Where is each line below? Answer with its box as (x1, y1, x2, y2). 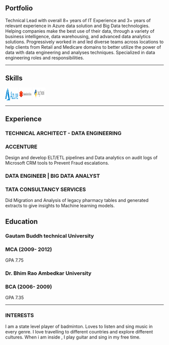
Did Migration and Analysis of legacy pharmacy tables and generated (5, 197, 149, 203)
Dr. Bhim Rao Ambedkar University (5, 270, 92, 277)
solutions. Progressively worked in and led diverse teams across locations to (5, 39, 164, 45)
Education (5, 217, 38, 225)
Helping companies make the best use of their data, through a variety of (5, 28, 155, 34)
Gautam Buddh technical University (5, 232, 94, 239)
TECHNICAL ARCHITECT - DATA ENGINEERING (5, 130, 122, 137)
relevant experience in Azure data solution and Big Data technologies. (5, 23, 150, 29)
